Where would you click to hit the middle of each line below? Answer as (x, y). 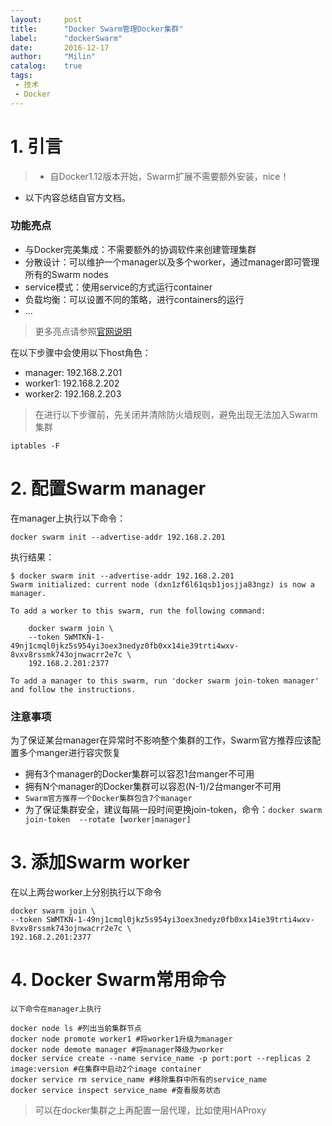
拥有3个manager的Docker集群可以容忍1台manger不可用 (139, 774)
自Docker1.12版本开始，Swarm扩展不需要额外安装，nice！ (169, 176)
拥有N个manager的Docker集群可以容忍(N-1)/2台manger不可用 (153, 787)
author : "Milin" (53, 57)
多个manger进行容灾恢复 (70, 753)
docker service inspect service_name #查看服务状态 (116, 1090)
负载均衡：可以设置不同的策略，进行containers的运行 (134, 299)
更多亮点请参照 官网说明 (83, 331)
